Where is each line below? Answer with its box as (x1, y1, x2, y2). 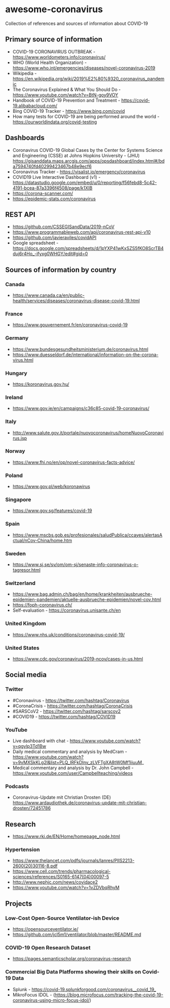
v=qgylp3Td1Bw (12, 743, 47, 749)
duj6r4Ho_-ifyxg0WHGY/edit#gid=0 (12, 250, 88, 257)
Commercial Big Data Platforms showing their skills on (5, 968, 142, 975)
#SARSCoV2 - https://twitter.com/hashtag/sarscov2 (12, 708, 121, 714)
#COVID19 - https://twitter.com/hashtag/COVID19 (12, 713, 116, 719)
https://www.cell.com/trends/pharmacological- (12, 868, 111, 874)
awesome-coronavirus (5, 4, 103, 15)
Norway (5, 448, 25, 455)
